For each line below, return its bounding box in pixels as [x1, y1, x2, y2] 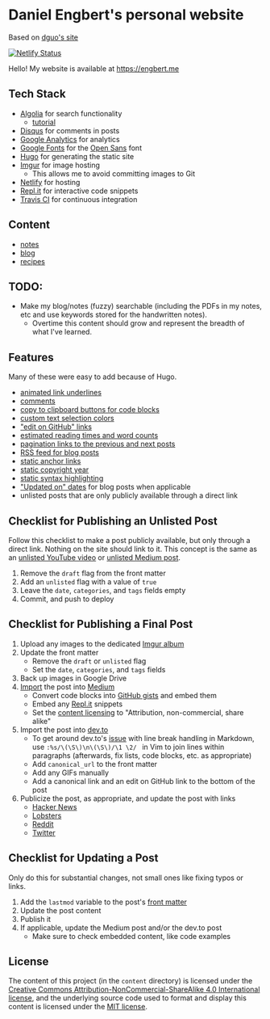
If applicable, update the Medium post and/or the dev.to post [19, 923, 222, 933]
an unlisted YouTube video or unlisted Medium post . [8, 553, 181, 562]
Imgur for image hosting [19, 160, 101, 170]
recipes [19, 256, 46, 266]
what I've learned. [31, 327, 93, 337]
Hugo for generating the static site [19, 151, 135, 161]
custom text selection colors [19, 414, 114, 423]
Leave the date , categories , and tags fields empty [19, 586, 186, 595]
